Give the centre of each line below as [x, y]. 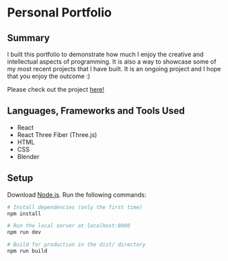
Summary [28, 38]
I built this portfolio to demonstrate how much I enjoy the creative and [105, 54]
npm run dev [24, 232]
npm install [24, 214]
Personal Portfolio [59, 13]
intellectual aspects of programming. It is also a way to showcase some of [112, 62]
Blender [28, 156]
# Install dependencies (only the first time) [75, 207]
